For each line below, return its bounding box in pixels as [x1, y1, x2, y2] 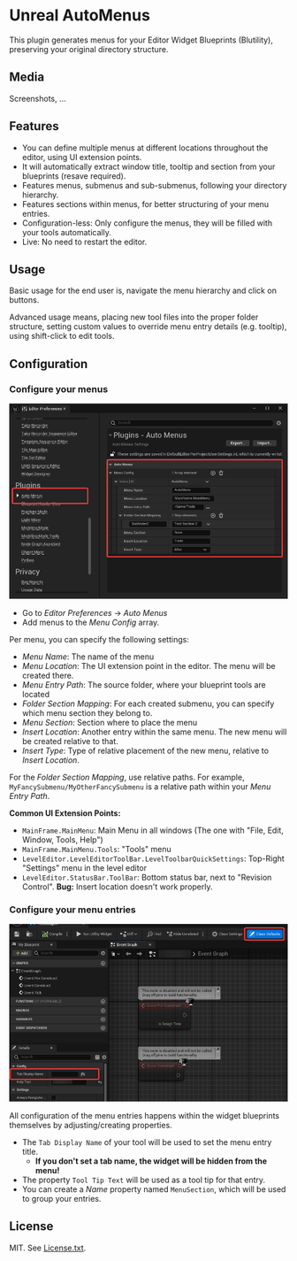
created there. [21, 670, 74, 681]
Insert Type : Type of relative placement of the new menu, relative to [21, 745, 270, 757]
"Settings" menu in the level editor [21, 863, 148, 873]
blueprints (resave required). [21, 170, 126, 181]
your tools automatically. [21, 227, 112, 237]
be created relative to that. [21, 736, 119, 747]
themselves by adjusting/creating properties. [9, 1120, 172, 1131]
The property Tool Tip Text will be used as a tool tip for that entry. [21, 1174, 266, 1186]
